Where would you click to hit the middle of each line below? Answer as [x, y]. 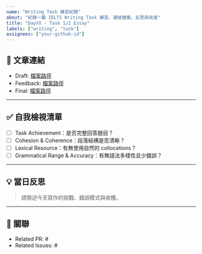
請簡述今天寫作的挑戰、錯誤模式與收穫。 [71, 197]
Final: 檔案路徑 [33, 90]
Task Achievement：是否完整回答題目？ [64, 132]
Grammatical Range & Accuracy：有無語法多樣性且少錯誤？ [88, 155]
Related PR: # [32, 239]
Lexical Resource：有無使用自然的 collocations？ [75, 147]
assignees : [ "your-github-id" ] [45, 34]
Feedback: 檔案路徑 [39, 83]
